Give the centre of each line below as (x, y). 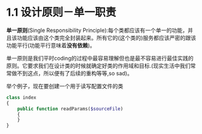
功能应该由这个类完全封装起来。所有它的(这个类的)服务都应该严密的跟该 (106, 37)
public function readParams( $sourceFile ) (70, 109)
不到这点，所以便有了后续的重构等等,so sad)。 (75, 73)
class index (21, 97)
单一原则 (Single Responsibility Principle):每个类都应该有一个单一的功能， (97, 30)
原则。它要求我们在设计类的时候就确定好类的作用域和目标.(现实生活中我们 (99, 65)
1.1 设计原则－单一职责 (61, 12)
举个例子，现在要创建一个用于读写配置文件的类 (65, 86)
